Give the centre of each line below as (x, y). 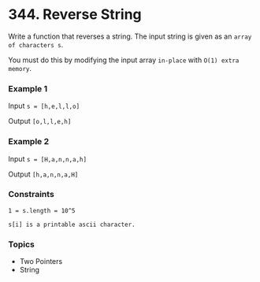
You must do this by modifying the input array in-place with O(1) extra (124, 60)
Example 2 (29, 142)
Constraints (32, 195)
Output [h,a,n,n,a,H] (43, 174)
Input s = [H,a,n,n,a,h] (48, 158)
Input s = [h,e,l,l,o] (44, 106)
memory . (20, 68)
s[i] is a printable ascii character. (72, 224)
